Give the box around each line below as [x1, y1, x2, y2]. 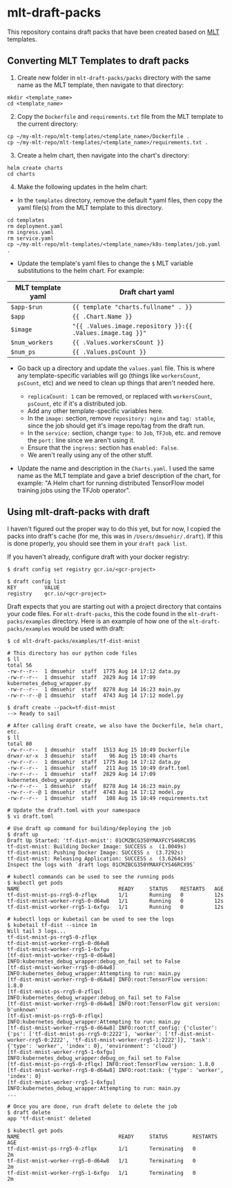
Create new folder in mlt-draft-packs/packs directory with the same [17, 73, 211, 82]
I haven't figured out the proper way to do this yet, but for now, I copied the [7, 524, 221, 533]
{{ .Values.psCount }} [72, 347, 147, 356]
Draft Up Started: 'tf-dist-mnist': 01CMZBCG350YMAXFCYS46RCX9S [7, 837, 196, 844]
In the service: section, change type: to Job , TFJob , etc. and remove [27, 428, 222, 437]
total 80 [7, 740, 32, 747]
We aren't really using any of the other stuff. [27, 450, 153, 459]
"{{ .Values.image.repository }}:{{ [72, 322, 193, 329]
